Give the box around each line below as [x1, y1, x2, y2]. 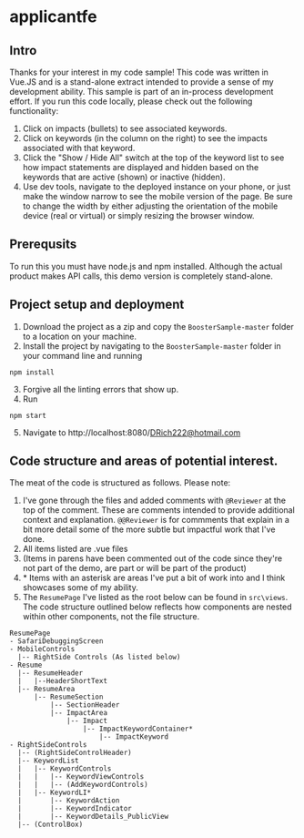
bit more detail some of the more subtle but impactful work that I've [22, 524, 276, 535]
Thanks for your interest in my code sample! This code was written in [9, 66, 269, 77]
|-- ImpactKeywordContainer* [82, 724, 194, 734]
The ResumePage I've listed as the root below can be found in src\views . [22, 592, 289, 603]
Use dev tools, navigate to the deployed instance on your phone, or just [22, 181, 291, 192]
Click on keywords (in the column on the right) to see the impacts [22, 133, 269, 143]
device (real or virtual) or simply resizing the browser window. [22, 210, 255, 220]
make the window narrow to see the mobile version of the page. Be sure [22, 191, 293, 201]
